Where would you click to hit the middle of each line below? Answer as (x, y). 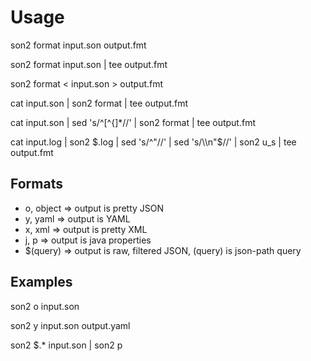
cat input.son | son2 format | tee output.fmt (99, 103)
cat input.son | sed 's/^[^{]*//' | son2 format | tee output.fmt (133, 122)
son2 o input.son (45, 306)
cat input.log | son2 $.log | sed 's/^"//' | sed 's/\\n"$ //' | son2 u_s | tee (153, 142)
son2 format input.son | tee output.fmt (89, 64)
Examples (41, 282)
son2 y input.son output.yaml (70, 325)
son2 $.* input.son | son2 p (66, 345)
